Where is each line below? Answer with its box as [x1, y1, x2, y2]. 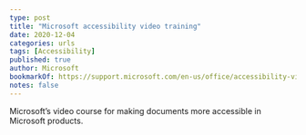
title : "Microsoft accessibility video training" [9, 22, 202, 31]
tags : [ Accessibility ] [9, 47, 96, 56]
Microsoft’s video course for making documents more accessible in [9, 105, 261, 116]
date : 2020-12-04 [9, 30, 76, 39]
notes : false [9, 81, 59, 90]
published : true [9, 55, 71, 64]
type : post [9, 13, 51, 23]
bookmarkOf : [9, 72, 55, 82]
